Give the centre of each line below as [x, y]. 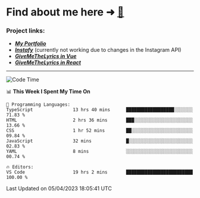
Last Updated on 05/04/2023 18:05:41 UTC [59, 188]
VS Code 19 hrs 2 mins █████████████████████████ [100, 172]
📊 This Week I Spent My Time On [48, 92]
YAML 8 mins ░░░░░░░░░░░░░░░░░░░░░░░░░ [100, 152]
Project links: [26, 31]
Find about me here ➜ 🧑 [65, 12]
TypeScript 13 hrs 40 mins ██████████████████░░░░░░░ [100, 110]
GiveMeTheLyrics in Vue [46, 56]
